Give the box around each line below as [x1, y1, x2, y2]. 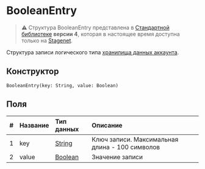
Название [19, 121, 49, 129]
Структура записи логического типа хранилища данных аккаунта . [6, 48, 179, 56]
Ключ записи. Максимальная [91, 135, 179, 143]
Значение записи [91, 153, 143, 161]
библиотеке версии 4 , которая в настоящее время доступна [21, 30, 180, 37]
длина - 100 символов [91, 143, 160, 151]
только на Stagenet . [21, 37, 73, 44]
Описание [91, 121, 123, 129]
